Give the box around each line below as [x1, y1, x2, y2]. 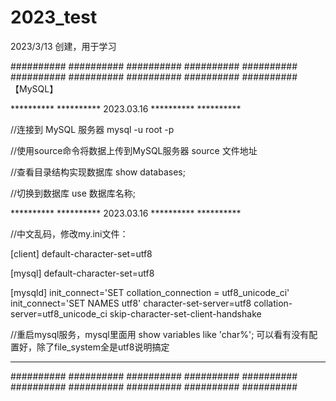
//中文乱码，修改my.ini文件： [10, 227, 129, 240]
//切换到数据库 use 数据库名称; [10, 187, 137, 199]
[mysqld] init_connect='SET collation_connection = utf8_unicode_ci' [10, 286, 290, 298]
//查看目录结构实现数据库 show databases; [10, 166, 186, 178]
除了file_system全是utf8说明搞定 [36, 341, 170, 353]
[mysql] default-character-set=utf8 [10, 267, 155, 279]
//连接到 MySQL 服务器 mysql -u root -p [10, 123, 175, 135]
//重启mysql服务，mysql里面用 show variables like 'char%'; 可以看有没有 [10, 328, 310, 340]
